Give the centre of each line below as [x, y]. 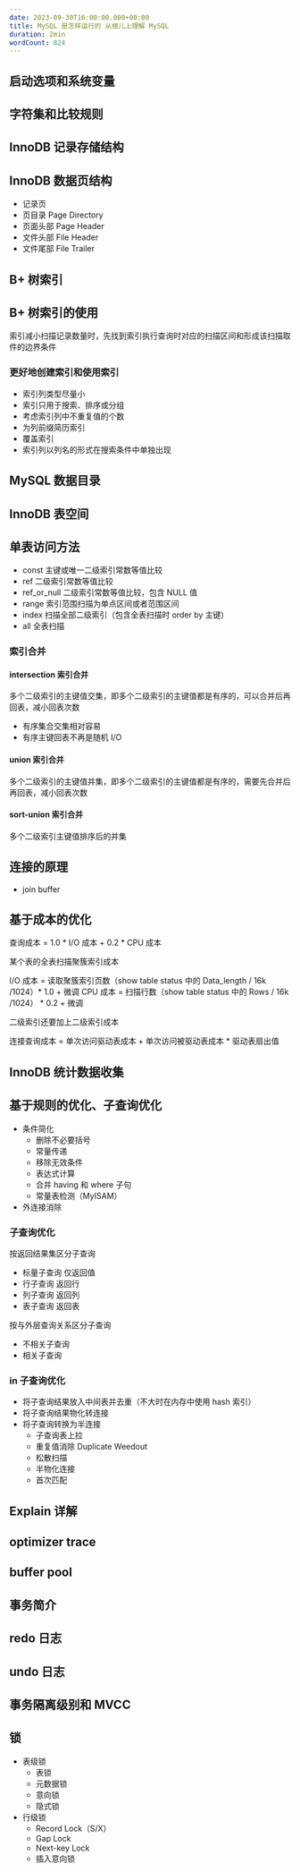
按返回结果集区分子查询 [52, 1253]
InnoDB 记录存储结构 [67, 147]
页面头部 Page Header [63, 226]
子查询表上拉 [59, 1435]
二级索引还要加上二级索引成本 [64, 1022]
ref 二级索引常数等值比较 [68, 582]
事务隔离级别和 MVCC [70, 1705]
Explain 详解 [43, 1511]
